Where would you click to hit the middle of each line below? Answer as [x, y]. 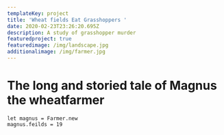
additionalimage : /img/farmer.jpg [57, 52]
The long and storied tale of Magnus [112, 86]
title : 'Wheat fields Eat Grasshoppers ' [67, 20]
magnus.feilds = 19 [35, 124]
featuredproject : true [39, 39]
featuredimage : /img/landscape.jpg [58, 45]
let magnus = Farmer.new [42, 118]
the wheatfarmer [56, 100]
